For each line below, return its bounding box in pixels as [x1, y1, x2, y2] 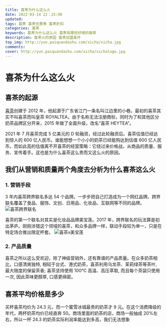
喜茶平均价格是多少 [5, 290, 64, 298]
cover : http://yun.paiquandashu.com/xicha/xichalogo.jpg [5, 49, 126, 54]
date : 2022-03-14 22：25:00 [5, 12, 63, 17]
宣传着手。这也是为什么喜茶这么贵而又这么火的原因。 [13, 149, 123, 155]
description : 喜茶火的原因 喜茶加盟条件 [5, 35, 81, 40]
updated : [5, 16, 23, 21]
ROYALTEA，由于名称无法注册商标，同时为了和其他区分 [45, 114, 159, 120]
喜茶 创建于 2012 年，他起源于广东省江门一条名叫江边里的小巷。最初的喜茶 [5, 108, 157, 114]
